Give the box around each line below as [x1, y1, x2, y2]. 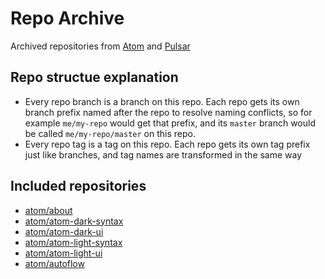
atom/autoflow [24, 257, 85, 269]
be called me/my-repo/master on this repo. [24, 127, 196, 139]
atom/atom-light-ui [24, 247, 103, 259]
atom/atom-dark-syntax [24, 215, 124, 227]
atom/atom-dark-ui [24, 225, 104, 237]
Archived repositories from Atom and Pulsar [10, 40, 191, 52]
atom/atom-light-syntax [24, 236, 123, 248]
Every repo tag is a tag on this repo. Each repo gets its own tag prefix [24, 138, 311, 150]
